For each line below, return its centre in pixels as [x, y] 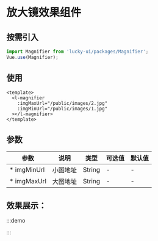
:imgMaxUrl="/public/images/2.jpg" [63, 103]
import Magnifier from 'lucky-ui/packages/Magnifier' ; [77, 52]
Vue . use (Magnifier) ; [33, 57]
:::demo [16, 221]
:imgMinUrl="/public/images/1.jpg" [63, 109]
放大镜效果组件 [44, 13]
